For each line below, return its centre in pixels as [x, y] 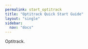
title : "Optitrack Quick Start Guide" [44, 14]
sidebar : [14, 23]
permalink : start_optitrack [34, 9]
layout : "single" [23, 18]
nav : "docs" [22, 28]
